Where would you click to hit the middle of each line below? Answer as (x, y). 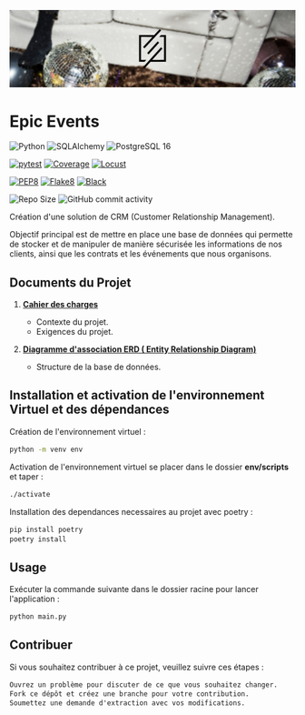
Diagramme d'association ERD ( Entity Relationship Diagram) (139, 349)
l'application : (34, 599)
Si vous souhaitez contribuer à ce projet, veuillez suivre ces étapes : (137, 667)
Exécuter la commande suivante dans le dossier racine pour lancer (134, 589)
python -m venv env (46, 449)
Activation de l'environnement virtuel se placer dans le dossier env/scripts (149, 467)
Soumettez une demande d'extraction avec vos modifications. (128, 703)
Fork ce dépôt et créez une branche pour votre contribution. (129, 694)
